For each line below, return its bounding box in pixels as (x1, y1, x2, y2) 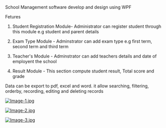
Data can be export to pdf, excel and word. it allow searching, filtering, (5, 83, 149, 89)
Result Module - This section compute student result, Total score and (12, 68, 155, 74)
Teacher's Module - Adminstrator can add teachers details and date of (12, 53, 157, 59)
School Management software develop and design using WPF (5, 4, 132, 10)
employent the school (12, 59, 57, 64)
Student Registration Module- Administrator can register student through (12, 23, 162, 29)
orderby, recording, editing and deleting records (5, 88, 103, 94)
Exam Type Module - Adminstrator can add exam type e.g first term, (12, 38, 153, 44)
